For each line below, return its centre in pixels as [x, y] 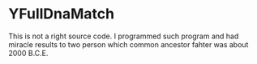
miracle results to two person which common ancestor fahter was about [128, 44]
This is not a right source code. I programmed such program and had [124, 36]
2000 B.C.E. [28, 53]
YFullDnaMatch [62, 14]
